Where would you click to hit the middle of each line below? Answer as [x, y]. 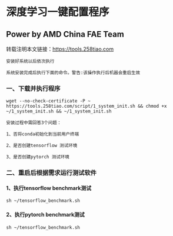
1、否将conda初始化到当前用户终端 [43, 134]
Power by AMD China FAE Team [65, 34]
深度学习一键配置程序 [58, 12]
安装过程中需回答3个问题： [34, 123]
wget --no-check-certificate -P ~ [49, 101]
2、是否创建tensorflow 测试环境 [42, 146]
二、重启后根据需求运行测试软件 [51, 173]
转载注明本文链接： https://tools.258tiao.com [60, 49]
